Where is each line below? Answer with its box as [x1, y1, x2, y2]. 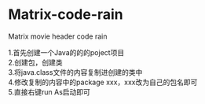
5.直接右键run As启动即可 [8, 87, 90, 96]
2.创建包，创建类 [8, 58, 63, 67]
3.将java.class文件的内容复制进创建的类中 [8, 67, 143, 76]
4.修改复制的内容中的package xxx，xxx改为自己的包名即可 [8, 77, 198, 87]
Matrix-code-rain [8, 6, 123, 24]
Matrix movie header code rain [8, 32, 108, 41]
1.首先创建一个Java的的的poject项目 [8, 47, 125, 57]
